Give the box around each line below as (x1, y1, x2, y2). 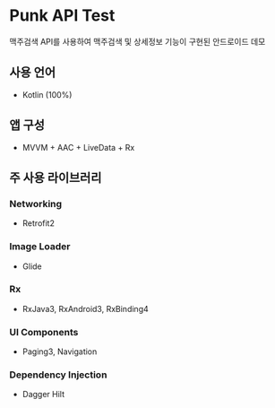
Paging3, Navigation (21, 346, 98, 357)
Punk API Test (9, 5, 116, 26)
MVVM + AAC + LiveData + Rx (21, 142, 135, 152)
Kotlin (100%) (21, 89, 73, 100)
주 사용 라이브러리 (9, 169, 102, 185)
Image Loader (9, 240, 71, 253)
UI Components (9, 326, 79, 338)
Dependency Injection (9, 369, 107, 381)
